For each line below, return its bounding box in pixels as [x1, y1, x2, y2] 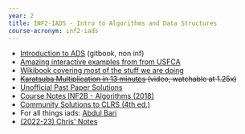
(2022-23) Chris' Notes [19, 117, 98, 127]
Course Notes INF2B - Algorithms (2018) [19, 91, 155, 101]
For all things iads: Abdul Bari [19, 108, 117, 118]
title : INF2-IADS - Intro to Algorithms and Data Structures [8, 19, 218, 27]
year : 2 [8, 11, 35, 20]
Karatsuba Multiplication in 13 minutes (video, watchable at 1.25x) [19, 74, 237, 84]
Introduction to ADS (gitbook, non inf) [19, 49, 145, 59]
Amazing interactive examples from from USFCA [19, 57, 181, 67]
